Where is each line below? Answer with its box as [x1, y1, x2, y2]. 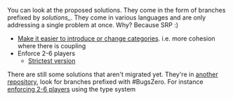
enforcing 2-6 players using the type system [7, 85, 136, 93]
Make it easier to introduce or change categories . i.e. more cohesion [17, 34, 215, 43]
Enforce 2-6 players [17, 49, 76, 57]
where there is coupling [17, 42, 86, 50]
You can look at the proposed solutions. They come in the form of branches [7, 6, 226, 14]
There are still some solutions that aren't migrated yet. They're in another [7, 70, 219, 78]
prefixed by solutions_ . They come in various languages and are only [7, 13, 206, 22]
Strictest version [27, 57, 76, 65]
